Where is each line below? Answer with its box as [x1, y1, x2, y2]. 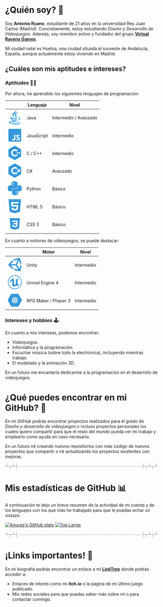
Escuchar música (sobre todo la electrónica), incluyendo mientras [12, 350, 144, 356]
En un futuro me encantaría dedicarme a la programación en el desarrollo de [5, 369, 158, 375]
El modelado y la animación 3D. [12, 360, 75, 366]
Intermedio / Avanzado [52, 115, 98, 121]
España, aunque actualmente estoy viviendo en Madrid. [5, 51, 116, 57]
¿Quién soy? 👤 [5, 4, 64, 16]
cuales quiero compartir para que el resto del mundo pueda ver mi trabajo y [5, 429, 156, 435]
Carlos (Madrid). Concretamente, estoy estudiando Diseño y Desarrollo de [5, 25, 154, 31]
